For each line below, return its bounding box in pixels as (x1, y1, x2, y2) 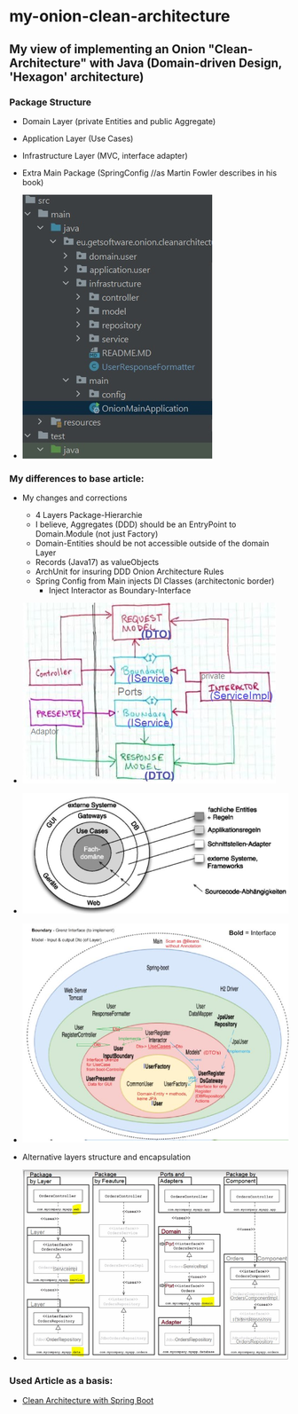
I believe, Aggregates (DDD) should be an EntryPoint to (35, 519, 237, 530)
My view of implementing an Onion (9, 42, 206, 57)
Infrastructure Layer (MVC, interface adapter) (21, 150, 188, 161)
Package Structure (9, 96, 91, 108)
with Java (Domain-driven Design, (89, 55, 282, 70)
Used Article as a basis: (9, 1375, 114, 1387)
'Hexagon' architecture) (9, 69, 145, 84)
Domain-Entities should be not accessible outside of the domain (35, 538, 270, 549)
